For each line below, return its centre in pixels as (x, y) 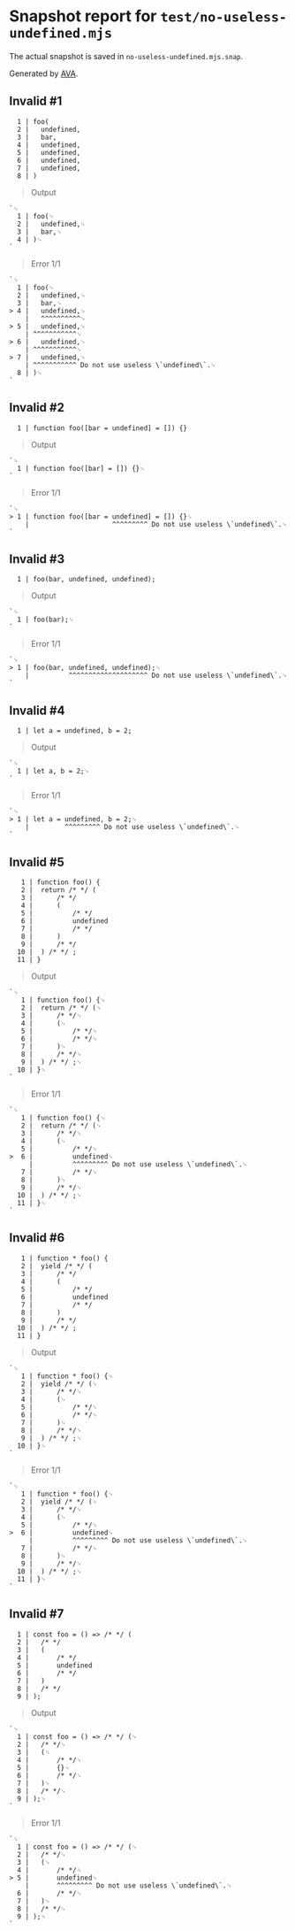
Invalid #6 (37, 1238)
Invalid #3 (37, 559)
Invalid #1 (36, 101)
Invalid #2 (37, 408)
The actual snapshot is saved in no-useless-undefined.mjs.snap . (126, 56)
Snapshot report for (83, 16)
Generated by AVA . (44, 73)
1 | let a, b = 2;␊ (53, 772)
